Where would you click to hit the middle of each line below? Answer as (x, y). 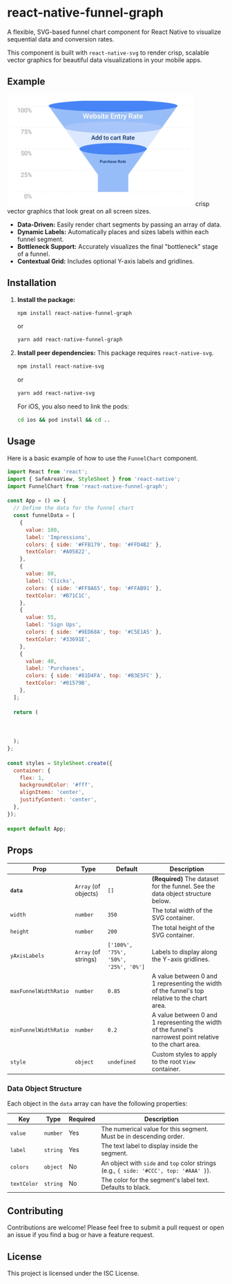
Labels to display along (184, 952)
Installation (32, 283)
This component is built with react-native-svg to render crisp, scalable (108, 53)
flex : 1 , (32, 778)
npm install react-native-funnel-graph (75, 313)
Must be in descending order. (143, 1136)
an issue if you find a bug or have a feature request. (81, 1235)
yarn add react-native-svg (56, 393)
